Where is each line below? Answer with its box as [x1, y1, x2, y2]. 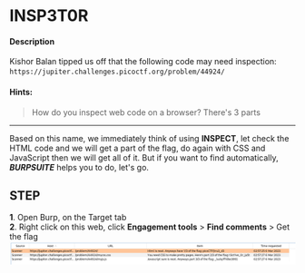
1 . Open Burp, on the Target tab [9, 212, 127, 223]
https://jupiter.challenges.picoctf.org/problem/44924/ [9, 67, 225, 77]
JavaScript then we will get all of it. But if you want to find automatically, [9, 151, 279, 163]
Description [9, 35, 55, 46]
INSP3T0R [9, 5, 89, 26]
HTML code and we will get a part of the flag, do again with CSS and [9, 142, 266, 153]
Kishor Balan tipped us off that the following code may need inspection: [9, 56, 277, 67]
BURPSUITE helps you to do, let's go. [9, 161, 150, 172]
